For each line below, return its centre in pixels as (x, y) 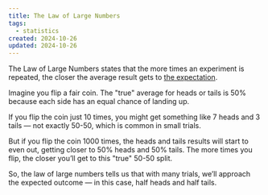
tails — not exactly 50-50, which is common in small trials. (105, 126)
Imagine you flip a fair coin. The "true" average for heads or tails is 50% (128, 93)
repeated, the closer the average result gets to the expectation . (113, 77)
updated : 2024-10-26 (43, 46)
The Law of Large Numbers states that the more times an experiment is (126, 68)
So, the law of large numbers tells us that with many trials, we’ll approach (130, 174)
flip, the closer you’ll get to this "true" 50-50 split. (91, 159)
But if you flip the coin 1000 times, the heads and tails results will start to (129, 141)
